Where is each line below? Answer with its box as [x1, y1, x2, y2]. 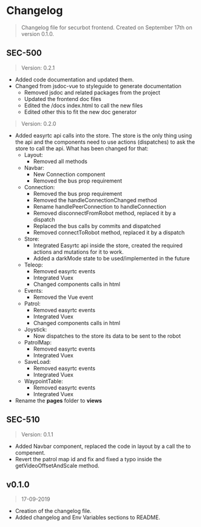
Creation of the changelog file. [15, 508, 92, 515]
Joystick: [24, 326, 47, 333]
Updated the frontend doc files [24, 95, 101, 102]
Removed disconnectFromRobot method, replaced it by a [33, 209, 176, 217]
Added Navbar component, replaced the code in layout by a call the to [15, 442, 191, 450]
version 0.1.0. [21, 30, 55, 37]
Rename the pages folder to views [15, 397, 102, 404]
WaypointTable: [24, 377, 63, 385]
